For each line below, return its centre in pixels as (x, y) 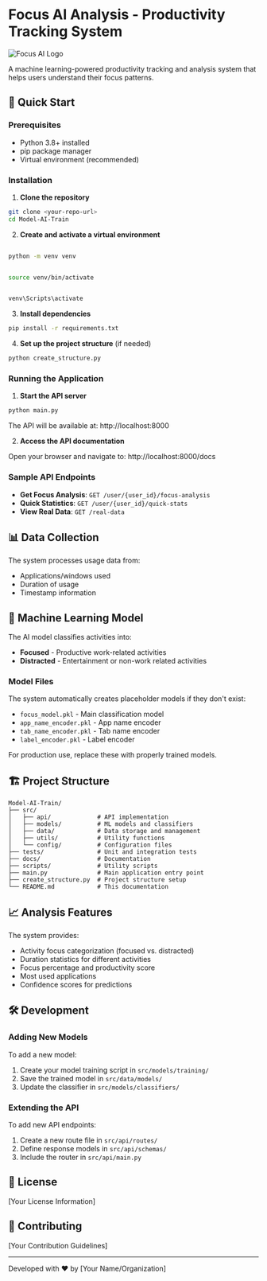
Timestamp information (58, 593)
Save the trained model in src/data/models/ (91, 1078)
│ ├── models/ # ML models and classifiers (101, 824)
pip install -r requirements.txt (64, 329)
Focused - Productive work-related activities (93, 652)
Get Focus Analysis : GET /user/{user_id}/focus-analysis (115, 494)
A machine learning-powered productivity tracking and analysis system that (132, 68)
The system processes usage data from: (74, 561)
